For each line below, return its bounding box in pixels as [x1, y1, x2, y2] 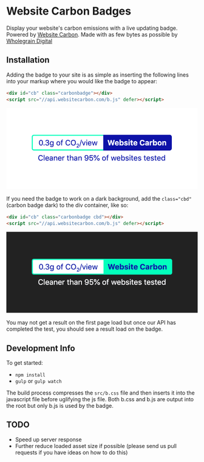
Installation [6, 55, 50, 65]
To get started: [6, 359, 44, 367]
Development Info [6, 343, 75, 353]
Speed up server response [15, 436, 82, 443]
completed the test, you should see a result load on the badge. [6, 325, 163, 333]
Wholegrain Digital [6, 37, 53, 44]
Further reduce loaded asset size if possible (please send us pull [15, 442, 177, 449]
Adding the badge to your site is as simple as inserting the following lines [6, 71, 189, 78]
